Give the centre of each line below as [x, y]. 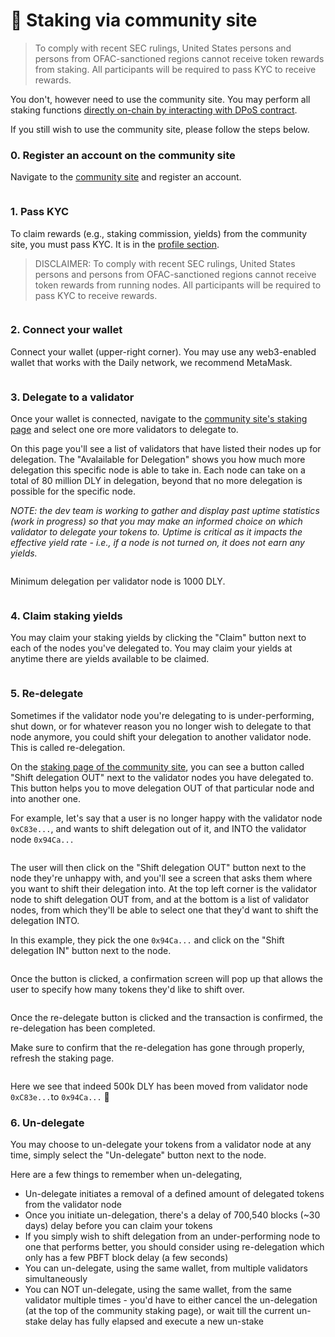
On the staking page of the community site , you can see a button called [157, 766]
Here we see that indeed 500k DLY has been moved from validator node [159, 1086]
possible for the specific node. [73, 491]
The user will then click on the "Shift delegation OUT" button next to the [158, 867]
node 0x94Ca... [42, 839]
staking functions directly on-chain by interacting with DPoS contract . [154, 110]
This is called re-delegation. [68, 747]
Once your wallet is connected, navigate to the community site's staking [159, 419]
